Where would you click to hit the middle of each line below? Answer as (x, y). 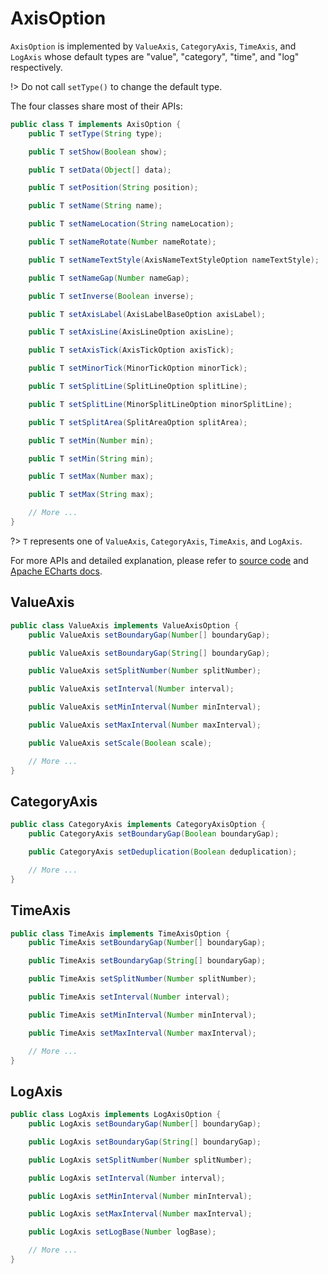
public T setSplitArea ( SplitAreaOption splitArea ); (138, 422)
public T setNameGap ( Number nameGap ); (109, 278)
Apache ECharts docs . (56, 571)
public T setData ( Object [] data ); (100, 170)
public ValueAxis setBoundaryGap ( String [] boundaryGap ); (149, 653)
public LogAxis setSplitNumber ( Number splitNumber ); (140, 1160)
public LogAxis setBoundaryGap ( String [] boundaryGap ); (145, 1142)
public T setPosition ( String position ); (113, 188)
